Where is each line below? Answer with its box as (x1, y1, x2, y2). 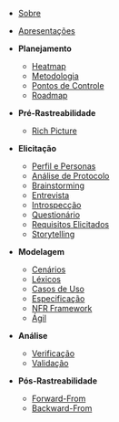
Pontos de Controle (31, 80, 104, 90)
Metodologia (31, 70, 79, 81)
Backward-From (31, 403, 93, 414)
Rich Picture (31, 125, 77, 136)
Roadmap (31, 90, 68, 100)
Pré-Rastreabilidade (17, 108, 96, 118)
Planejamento (17, 43, 73, 54)
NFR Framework (31, 303, 93, 313)
